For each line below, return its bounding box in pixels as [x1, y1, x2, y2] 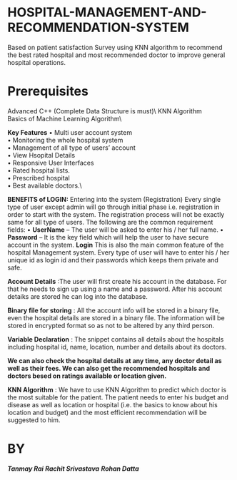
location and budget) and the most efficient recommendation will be [7, 408, 207, 417]
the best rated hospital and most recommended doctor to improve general [7, 51, 226, 59]
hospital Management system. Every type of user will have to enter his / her [7, 247, 230, 257]
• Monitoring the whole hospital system [7, 136, 123, 144]
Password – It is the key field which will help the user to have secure [7, 233, 209, 241]
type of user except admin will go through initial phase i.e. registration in [7, 203, 220, 211]
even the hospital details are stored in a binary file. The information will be [7, 313, 225, 322]
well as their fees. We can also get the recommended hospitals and [7, 364, 211, 372]
